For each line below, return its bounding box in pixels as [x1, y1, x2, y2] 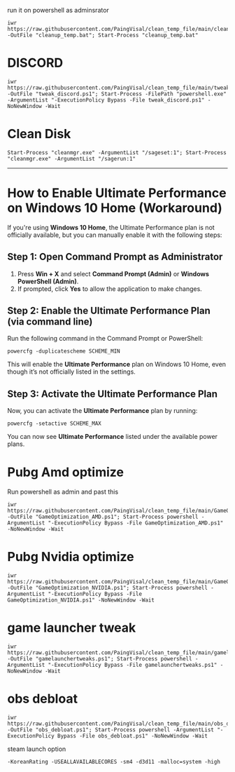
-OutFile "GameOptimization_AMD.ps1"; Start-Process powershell [7, 513, 199, 521]
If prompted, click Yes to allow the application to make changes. [17, 284, 203, 293]
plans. [7, 440, 25, 448]
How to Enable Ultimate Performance [7, 185, 227, 201]
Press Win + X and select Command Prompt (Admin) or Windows [17, 269, 210, 278]
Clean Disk [7, 126, 71, 142]
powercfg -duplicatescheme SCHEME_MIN [7, 348, 120, 355]
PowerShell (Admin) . [17, 277, 79, 285]
